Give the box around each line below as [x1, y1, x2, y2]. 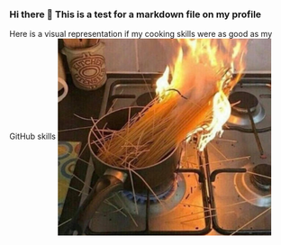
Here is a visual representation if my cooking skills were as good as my [9, 29, 273, 40]
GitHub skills [9, 131, 57, 142]
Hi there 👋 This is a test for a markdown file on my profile [9, 8, 262, 21]
